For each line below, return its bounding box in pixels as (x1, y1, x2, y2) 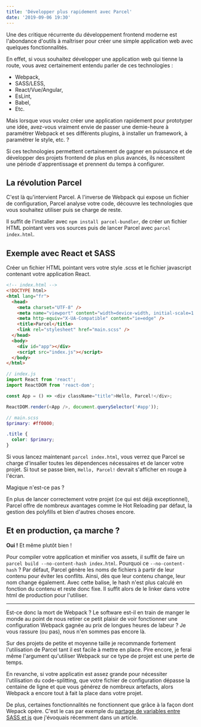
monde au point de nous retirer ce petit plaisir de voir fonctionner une (6, 615, 178, 622)
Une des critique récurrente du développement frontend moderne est (6, 31, 178, 38)
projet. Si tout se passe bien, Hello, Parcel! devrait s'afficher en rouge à (6, 466, 187, 473)
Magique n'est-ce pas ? (6, 484, 65, 491)
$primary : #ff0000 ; (6, 420, 55, 426)
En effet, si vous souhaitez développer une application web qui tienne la (6, 55, 184, 62)
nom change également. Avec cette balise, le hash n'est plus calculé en (6, 579, 182, 586)
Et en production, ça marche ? (6, 526, 120, 536)
